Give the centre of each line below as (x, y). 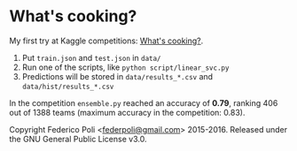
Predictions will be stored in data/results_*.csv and (117, 76)
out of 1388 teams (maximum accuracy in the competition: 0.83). (127, 112)
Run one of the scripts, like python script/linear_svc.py (125, 67)
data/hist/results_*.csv (68, 87)
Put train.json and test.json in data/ (91, 57)
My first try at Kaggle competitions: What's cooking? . (106, 41)
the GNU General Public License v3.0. (78, 139)
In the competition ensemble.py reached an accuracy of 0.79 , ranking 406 (144, 102)
